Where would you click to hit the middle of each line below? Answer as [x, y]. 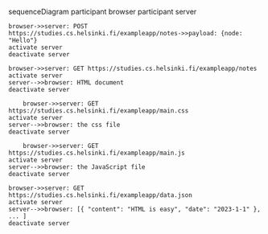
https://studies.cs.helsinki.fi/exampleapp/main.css [99, 111]
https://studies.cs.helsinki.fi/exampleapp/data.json [101, 195]
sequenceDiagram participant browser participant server [103, 12]
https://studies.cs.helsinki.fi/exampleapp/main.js [97, 153]
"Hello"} [23, 40]
